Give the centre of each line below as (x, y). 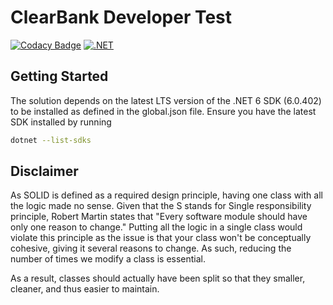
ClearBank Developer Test (121, 17)
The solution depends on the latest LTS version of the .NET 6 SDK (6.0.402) (166, 100)
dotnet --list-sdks (51, 140)
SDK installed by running (61, 122)
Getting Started (59, 76)
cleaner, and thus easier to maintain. (85, 289)
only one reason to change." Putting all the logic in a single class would (156, 227)
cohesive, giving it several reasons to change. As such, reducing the (151, 248)
